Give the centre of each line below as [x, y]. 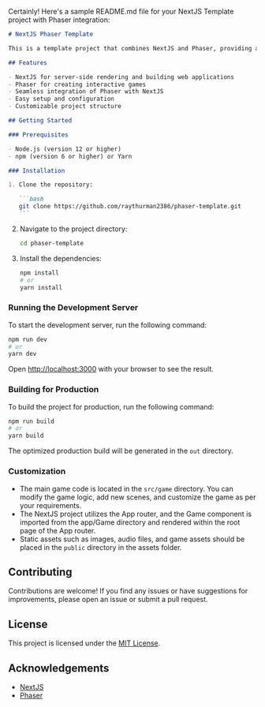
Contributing [40, 572]
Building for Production [54, 390]
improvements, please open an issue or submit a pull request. [108, 600]
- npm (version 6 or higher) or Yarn [70, 156]
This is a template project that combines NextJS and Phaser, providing [130, 48]
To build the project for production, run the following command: [111, 406]
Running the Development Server [73, 308]
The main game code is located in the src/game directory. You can [127, 488]
